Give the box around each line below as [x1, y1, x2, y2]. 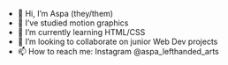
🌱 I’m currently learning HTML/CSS [17, 27, 146, 37]
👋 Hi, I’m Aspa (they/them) [17, 9, 113, 18]
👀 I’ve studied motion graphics [17, 18, 129, 28]
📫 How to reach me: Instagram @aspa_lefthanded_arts [17, 47, 219, 56]
